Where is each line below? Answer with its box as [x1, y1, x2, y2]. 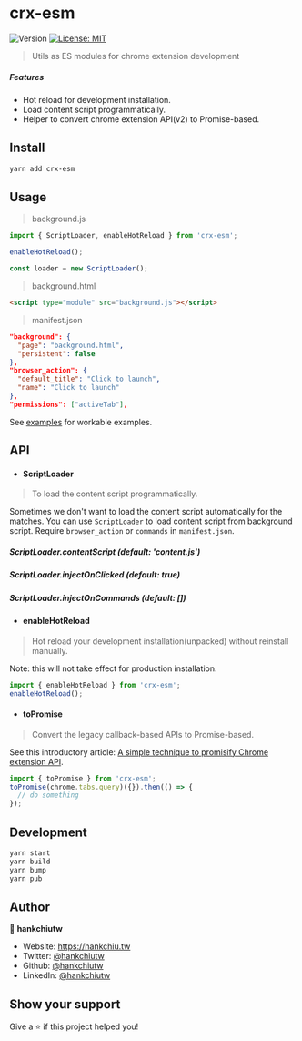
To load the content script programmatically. [31, 488, 198, 499]
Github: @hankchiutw [22, 960, 104, 972]
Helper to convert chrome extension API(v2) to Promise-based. [22, 113, 260, 125]
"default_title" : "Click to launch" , [17, 374, 161, 384]
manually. [31, 645, 68, 656]
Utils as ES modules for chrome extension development [31, 50, 240, 61]
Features [9, 71, 45, 82]
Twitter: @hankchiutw [22, 951, 105, 962]
